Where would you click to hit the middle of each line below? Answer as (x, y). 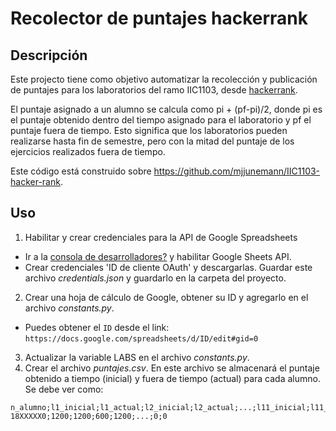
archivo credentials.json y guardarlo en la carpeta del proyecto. (155, 278)
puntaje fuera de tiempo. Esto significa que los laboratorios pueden (149, 130)
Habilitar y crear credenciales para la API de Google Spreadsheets (161, 237)
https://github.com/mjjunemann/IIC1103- (237, 171)
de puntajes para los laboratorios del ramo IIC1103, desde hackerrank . (154, 90)
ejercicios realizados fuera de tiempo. (88, 151)
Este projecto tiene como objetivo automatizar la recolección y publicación (164, 79)
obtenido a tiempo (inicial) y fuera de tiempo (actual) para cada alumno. (172, 378)
